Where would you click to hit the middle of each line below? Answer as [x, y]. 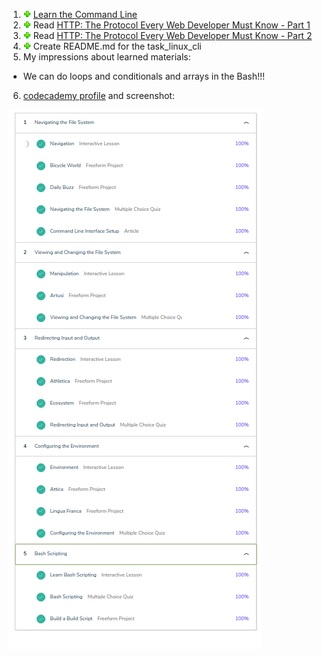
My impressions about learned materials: [106, 57]
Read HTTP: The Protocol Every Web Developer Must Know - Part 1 [171, 25]
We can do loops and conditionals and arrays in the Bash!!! [144, 76]
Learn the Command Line [85, 14]
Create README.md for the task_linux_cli [117, 46]
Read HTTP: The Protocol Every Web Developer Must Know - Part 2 [172, 35]
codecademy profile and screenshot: [98, 95]
